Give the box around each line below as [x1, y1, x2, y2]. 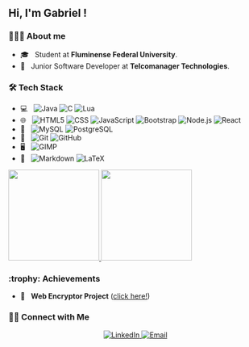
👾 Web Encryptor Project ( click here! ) [19, 291, 151, 301]
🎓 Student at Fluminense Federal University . [19, 49, 178, 59]
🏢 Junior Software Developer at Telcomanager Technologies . [19, 61, 230, 71]
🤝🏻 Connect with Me [8, 311, 90, 323]
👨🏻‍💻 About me [8, 31, 66, 42]
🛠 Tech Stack [8, 82, 64, 93]
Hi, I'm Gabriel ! [8, 6, 87, 20]
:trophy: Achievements [8, 273, 101, 284]
